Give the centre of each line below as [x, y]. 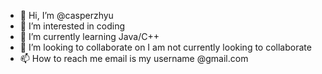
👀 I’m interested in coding [72, 26]
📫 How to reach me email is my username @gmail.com [134, 58]
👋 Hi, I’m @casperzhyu [66, 15]
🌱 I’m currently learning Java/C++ [89, 36]
